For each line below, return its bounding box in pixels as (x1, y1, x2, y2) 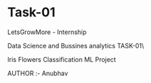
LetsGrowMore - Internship (7, 28, 87, 36)
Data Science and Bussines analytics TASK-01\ (7, 41, 145, 50)
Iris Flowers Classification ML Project (7, 55, 116, 64)
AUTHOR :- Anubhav (7, 69, 68, 77)
